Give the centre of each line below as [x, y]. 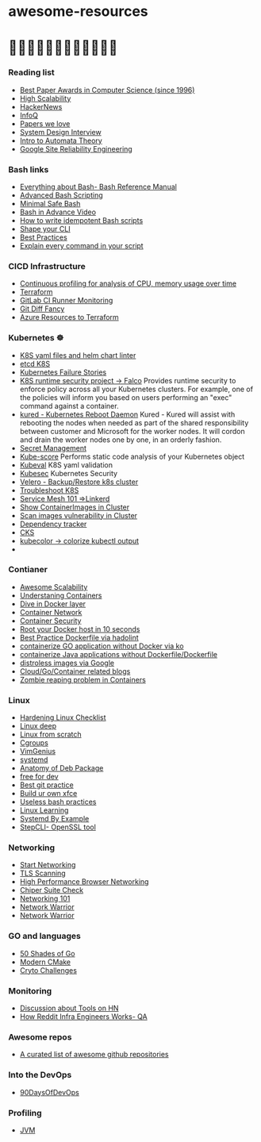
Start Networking [48, 865]
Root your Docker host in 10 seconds [80, 629]
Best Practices [43, 237]
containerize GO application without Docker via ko [102, 646]
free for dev [39, 777]
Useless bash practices [58, 802]
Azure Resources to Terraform [69, 317]
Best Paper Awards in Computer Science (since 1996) [107, 90]
